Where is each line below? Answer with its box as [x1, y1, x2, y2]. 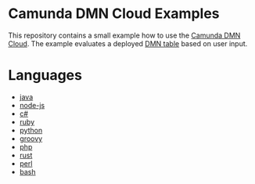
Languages [8, 67, 82, 85]
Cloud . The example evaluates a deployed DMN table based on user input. [8, 38, 248, 48]
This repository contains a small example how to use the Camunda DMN [8, 31, 241, 40]
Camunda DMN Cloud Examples [8, 5, 220, 23]
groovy [19, 134, 43, 143]
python [19, 125, 43, 135]
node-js [19, 100, 45, 110]
